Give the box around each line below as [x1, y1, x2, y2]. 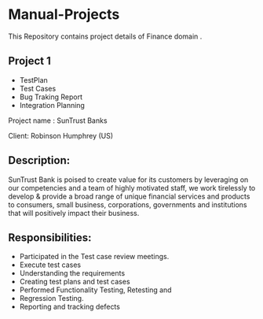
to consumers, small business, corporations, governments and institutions [8, 199, 247, 210]
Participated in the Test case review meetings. [19, 252, 170, 262]
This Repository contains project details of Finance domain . [8, 32, 203, 41]
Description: [8, 154, 71, 167]
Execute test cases [19, 260, 81, 269]
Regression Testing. [19, 294, 84, 303]
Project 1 [8, 54, 51, 68]
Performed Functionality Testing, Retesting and [19, 285, 172, 295]
